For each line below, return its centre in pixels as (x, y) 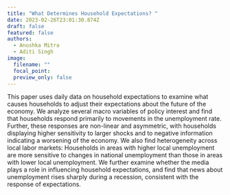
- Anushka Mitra (36, 45)
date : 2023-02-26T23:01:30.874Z (53, 20)
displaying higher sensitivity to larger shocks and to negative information (110, 133)
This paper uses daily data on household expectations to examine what (108, 97)
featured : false (30, 33)
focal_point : (32, 71)
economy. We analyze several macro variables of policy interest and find (110, 111)
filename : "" (32, 65)
